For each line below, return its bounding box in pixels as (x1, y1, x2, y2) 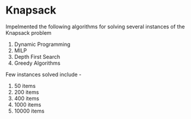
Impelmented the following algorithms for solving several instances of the (5, 23, 185, 30)
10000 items (14, 107, 45, 114)
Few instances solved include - (5, 71, 82, 78)
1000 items (14, 101, 42, 108)
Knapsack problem (5, 29, 52, 36)
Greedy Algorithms (14, 59, 61, 67)
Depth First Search (14, 53, 61, 60)
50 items (14, 82, 36, 89)
